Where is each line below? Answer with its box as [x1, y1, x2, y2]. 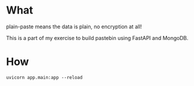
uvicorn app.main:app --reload [6, 74, 83, 80]
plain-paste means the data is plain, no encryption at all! [6, 23, 142, 30]
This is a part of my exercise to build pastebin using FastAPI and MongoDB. [6, 34, 189, 41]
